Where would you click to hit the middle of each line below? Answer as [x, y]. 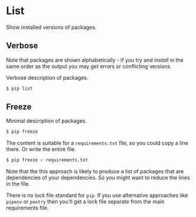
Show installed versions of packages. [52, 27]
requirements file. [27, 208]
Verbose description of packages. [47, 77]
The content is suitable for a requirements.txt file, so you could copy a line [97, 143]
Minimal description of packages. [46, 121]
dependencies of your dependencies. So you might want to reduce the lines [98, 177]
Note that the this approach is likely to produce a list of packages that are [95, 172]
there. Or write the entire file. [41, 149]
